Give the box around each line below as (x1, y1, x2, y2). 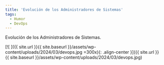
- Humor (9, 16, 26, 21)
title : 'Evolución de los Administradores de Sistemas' (5, 7, 123, 12)
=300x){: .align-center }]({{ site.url (83, 49, 155, 55)
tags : (5, 12, 16, 17)
